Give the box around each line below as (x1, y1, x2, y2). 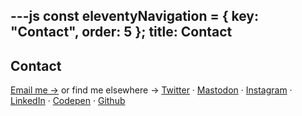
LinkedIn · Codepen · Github (10, 95, 126, 107)
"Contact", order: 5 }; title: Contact (10, 24, 233, 41)
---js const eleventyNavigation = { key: (10, 8, 260, 25)
